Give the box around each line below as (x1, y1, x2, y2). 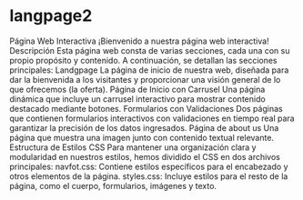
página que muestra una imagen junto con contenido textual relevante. (9, 132, 275, 143)
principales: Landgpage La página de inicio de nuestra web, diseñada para (9, 65, 289, 75)
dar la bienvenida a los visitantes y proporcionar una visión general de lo (9, 74, 281, 85)
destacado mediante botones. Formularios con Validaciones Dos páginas (9, 103, 284, 114)
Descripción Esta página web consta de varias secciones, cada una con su (9, 45, 290, 55)
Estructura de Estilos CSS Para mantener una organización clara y (9, 142, 257, 153)
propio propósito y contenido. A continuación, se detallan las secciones (9, 55, 278, 65)
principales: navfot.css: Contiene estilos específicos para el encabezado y (9, 161, 288, 172)
